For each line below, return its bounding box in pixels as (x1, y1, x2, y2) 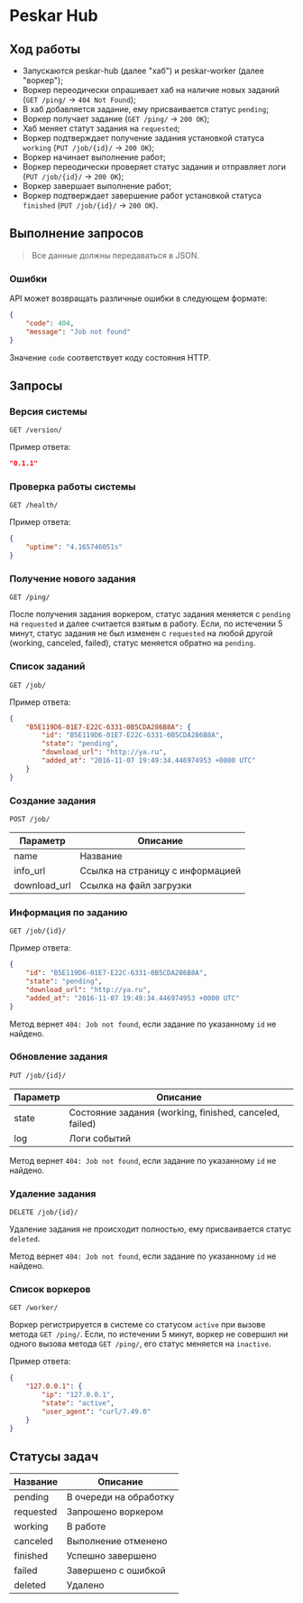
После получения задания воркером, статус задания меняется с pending (9, 609, 291, 620)
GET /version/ (9, 426, 63, 435)
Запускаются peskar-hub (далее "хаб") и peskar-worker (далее (22, 65, 264, 76)
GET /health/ (9, 501, 59, 511)
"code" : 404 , (25, 318, 75, 328)
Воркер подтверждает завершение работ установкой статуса (22, 191, 262, 201)
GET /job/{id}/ (9, 927, 67, 936)
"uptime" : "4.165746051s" (25, 543, 124, 552)
